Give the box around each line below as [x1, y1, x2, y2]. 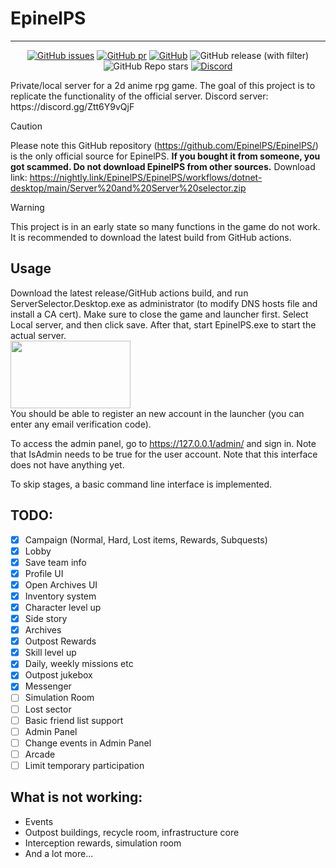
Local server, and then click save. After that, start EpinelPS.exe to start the [10, 318, 317, 331]
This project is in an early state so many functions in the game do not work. [10, 220, 321, 232]
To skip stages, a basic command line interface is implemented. [10, 478, 273, 490]
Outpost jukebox [24, 669, 93, 681]
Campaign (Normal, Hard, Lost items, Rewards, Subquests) [24, 533, 268, 546]
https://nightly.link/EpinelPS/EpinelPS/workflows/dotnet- [29, 171, 263, 183]
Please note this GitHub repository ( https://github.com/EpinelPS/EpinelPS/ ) [10, 139, 319, 151]
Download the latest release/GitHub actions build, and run [10, 287, 249, 299]
